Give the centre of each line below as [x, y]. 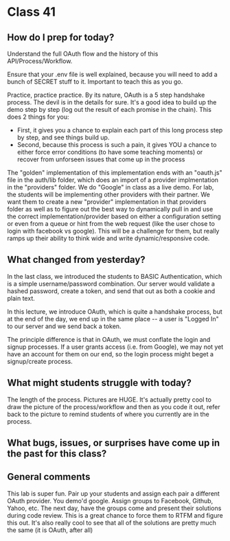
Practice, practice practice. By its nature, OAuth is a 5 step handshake [106, 95]
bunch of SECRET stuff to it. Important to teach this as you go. [95, 82]
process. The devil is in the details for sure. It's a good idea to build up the [112, 102]
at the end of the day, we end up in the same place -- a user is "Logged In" [113, 319]
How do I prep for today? [61, 37]
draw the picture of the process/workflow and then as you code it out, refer [114, 406]
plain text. [21, 298]
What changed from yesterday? [76, 260]
